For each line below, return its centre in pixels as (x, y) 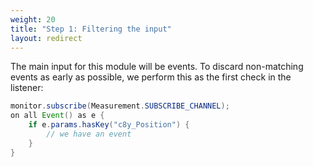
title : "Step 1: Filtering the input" (91, 29)
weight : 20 (33, 19)
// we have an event (89, 134)
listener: (27, 88)
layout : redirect (46, 38)
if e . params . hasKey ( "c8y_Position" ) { (109, 125)
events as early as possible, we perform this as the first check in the (151, 77)
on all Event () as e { (57, 116)
